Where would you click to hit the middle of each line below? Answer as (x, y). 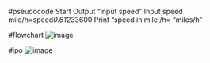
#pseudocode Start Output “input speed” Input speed (96, 11)
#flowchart (26, 35)
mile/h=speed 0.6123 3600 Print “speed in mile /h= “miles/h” (105, 20)
